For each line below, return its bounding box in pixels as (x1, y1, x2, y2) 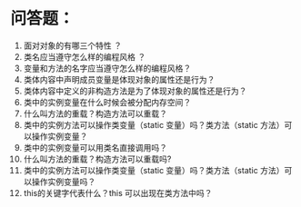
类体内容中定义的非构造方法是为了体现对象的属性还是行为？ (23, 85, 247, 96)
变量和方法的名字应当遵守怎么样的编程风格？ (23, 63, 192, 74)
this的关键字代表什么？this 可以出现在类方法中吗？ (23, 187, 213, 198)
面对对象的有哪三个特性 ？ (23, 40, 122, 51)
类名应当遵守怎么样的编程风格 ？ (23, 51, 146, 62)
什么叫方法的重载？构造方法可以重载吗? (23, 153, 172, 164)
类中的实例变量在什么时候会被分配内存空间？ (23, 96, 192, 107)
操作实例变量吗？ (31, 176, 96, 187)
